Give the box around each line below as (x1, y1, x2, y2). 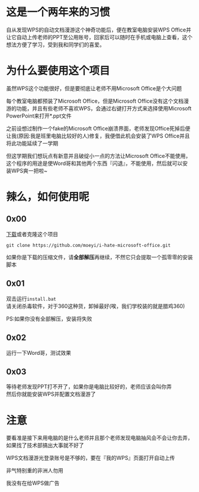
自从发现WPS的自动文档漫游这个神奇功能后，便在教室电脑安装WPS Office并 (6, 26, 191, 33)
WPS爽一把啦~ (11, 167, 47, 174)
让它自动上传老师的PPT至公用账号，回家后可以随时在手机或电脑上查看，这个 (6, 33, 192, 40)
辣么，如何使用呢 (6, 191, 90, 204)
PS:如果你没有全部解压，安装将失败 (6, 315, 92, 322)
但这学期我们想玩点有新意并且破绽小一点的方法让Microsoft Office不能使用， (6, 152, 191, 159)
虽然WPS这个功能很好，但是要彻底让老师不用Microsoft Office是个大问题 (6, 84, 182, 92)
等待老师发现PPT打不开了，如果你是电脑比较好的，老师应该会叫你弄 (6, 383, 172, 391)
